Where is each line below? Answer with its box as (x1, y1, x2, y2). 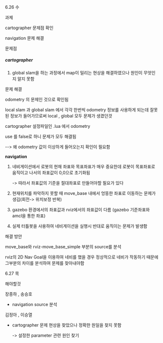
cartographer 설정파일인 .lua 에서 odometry (5, 123, 91, 129)
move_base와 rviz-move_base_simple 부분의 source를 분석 (5, 243, 122, 249)
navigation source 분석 (12, 301, 57, 307)
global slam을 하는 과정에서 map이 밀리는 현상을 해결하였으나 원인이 (12, 69, 143, 75)
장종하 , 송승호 (5, 291, 33, 297)
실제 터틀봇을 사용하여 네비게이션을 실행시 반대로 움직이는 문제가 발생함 (12, 223, 147, 229)
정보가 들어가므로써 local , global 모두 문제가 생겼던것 (10, 113, 112, 119)
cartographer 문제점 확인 (5, 25, 54, 31)
